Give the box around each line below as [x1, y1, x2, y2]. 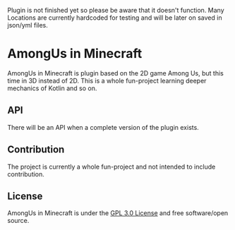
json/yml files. [7, 21, 48, 29]
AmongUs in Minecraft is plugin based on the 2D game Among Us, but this [7, 68, 224, 77]
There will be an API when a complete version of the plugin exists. [7, 123, 199, 131]
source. [7, 217, 30, 225]
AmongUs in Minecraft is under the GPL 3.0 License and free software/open [7, 209, 229, 217]
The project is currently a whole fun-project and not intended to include [7, 162, 216, 171]
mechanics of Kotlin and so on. [7, 84, 97, 92]
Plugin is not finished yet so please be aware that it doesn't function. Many [7, 6, 224, 14]
